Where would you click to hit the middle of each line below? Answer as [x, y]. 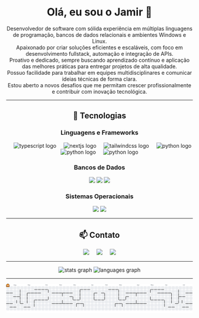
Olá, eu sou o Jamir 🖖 [99, 12]
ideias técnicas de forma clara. [99, 79]
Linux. [99, 41]
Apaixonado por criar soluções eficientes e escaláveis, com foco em [99, 47]
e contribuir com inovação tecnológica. [99, 91]
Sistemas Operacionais [99, 196]
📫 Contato [99, 235]
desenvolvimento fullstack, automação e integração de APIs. [99, 53]
